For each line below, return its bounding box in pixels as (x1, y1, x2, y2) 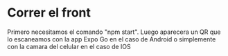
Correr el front (7, 5, 91, 21)
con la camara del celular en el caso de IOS (7, 42, 132, 50)
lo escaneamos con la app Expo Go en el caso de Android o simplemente (7, 35, 216, 43)
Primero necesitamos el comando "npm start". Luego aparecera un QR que (7, 28, 221, 36)
